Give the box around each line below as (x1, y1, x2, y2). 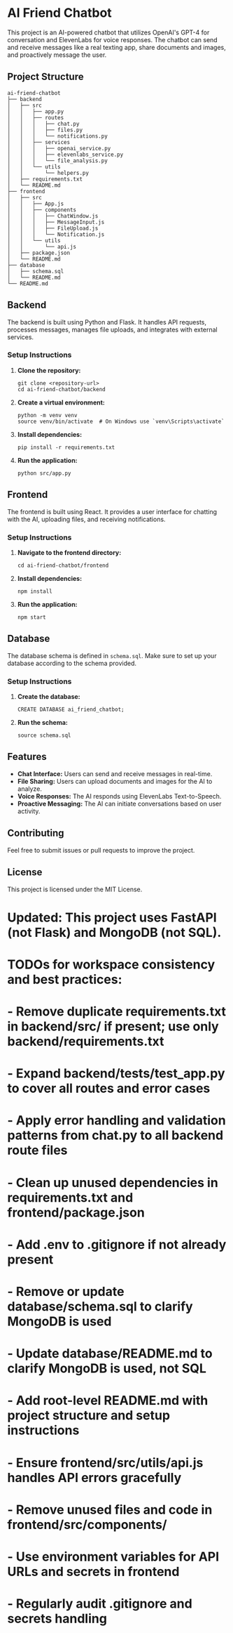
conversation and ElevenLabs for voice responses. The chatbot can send (7, 35, 218, 44)
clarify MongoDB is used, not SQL (7, 1360, 206, 1377)
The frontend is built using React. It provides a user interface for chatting (7, 507, 218, 516)
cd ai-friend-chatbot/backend (17, 386, 106, 393)
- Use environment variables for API (7, 1549, 220, 1564)
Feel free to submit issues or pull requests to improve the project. (7, 846, 195, 854)
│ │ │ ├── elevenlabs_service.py (7, 151, 124, 158)
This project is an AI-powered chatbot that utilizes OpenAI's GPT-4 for (7, 28, 210, 37)
